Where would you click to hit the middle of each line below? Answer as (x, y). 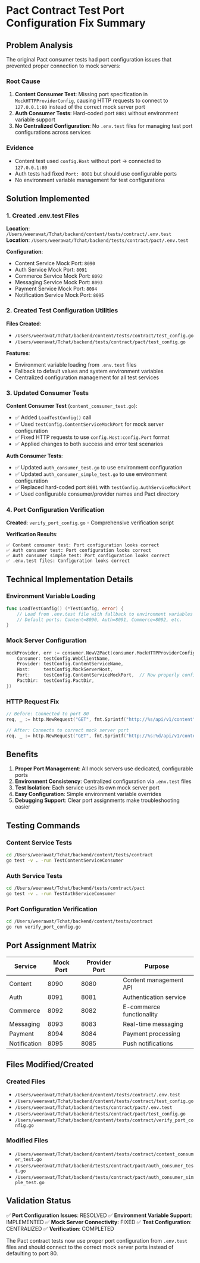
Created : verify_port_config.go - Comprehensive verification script (90, 523)
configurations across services (53, 133)
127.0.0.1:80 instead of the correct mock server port (80, 107)
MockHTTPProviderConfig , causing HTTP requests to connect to (91, 101)
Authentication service (154, 997)
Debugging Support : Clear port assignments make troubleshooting (97, 800)
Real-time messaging (153, 1024)
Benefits (22, 754)
